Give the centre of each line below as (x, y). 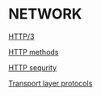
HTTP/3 (21, 36)
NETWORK (45, 14)
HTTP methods (34, 52)
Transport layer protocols (50, 83)
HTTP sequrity (33, 67)
